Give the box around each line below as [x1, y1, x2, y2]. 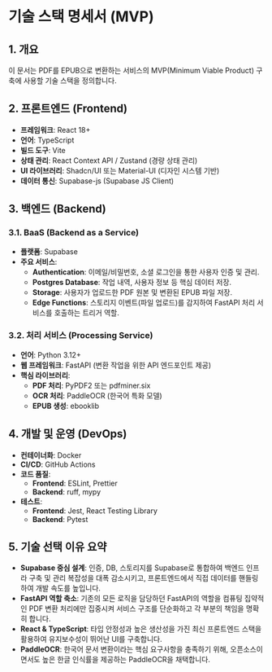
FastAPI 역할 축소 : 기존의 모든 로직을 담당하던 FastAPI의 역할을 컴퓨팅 [19, 594, 243, 604]
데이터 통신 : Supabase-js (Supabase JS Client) [19, 176, 175, 186]
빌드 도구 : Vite [19, 145, 67, 155]
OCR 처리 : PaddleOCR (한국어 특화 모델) [32, 390, 162, 400]
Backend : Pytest [32, 514, 89, 524]
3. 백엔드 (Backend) [8, 202, 107, 216]
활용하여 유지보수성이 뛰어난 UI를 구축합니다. [19, 635, 162, 644]
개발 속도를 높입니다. [35, 583, 101, 593]
